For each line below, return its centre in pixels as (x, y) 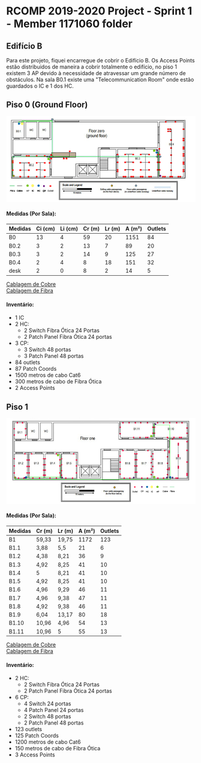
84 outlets (28, 362)
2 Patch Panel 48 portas (54, 723)
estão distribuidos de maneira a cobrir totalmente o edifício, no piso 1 (91, 67)
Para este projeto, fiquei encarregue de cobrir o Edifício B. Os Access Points (100, 60)
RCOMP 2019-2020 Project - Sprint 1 (99, 11)
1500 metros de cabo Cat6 (48, 375)
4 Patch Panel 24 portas (54, 710)
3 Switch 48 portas (47, 350)
